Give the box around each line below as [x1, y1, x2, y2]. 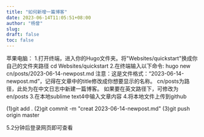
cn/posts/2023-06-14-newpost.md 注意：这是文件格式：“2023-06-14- [6, 70, 185, 77]
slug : [6, 26, 20, 32]
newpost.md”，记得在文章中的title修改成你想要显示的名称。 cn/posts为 [6, 77, 185, 85]
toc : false [6, 37, 34, 43]
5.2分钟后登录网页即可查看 [6, 124, 73, 131]
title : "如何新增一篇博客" [6, 9, 68, 15]
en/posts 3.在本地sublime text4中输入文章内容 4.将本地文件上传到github [6, 93, 187, 100]
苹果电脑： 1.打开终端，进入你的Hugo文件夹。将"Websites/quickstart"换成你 [6, 55, 198, 61]
